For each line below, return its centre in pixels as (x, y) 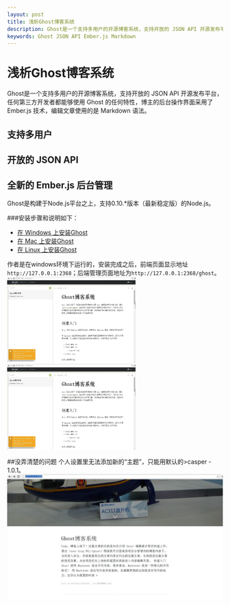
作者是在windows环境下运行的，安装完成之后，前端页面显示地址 (98, 264)
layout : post (26, 14)
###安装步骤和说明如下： (43, 218)
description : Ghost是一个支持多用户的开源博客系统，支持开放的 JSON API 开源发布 (114, 29)
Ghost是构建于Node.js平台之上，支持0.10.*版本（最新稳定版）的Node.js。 (111, 203)
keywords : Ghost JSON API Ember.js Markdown (72, 36)
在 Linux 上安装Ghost (47, 249)
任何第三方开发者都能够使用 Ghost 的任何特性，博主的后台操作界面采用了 (110, 102)
